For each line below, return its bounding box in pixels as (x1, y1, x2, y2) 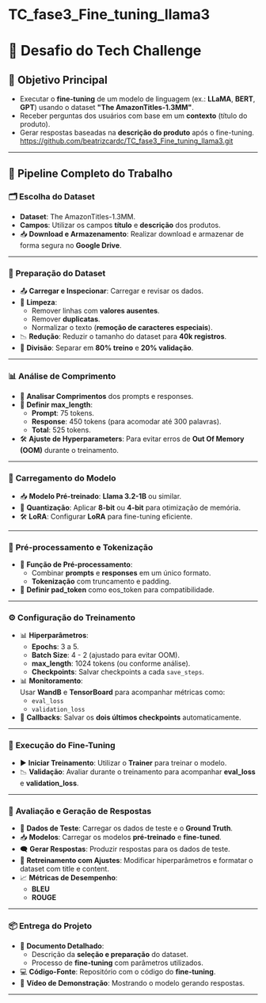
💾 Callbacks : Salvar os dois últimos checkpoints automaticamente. (19, 712, 241, 722)
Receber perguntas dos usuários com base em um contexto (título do (19, 111, 248, 120)
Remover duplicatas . (31, 314, 101, 324)
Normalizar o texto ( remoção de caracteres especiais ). (31, 323, 213, 332)
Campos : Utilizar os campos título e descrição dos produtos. (19, 220, 221, 230)
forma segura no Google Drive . (19, 240, 122, 250)
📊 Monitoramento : (19, 676, 83, 686)
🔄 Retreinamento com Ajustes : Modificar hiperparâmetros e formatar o (19, 855, 253, 864)
